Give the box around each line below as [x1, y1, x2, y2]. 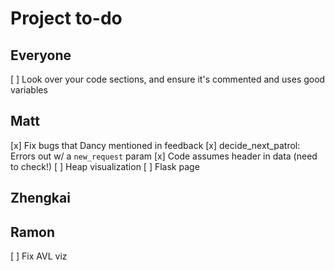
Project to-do [10, 7, 123, 30]
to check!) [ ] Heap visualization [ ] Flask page [10, 160, 200, 172]
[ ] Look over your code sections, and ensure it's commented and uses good [10, 73, 326, 85]
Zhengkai [10, 190, 71, 207]
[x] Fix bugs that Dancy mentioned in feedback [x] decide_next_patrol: [10, 139, 301, 151]
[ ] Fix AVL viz [10, 250, 68, 262]
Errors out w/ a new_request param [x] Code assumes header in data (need [10, 150, 318, 162]
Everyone [10, 47, 72, 64]
